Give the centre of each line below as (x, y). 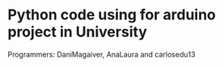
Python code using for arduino (112, 15)
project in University (77, 32)
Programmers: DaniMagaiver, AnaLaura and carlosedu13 (101, 54)
